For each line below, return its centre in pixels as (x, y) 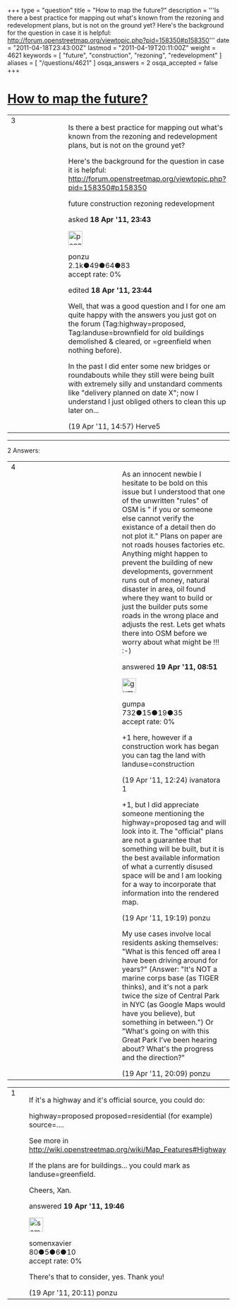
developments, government (168, 571)
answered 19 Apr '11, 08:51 (170, 666)
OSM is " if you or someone (168, 509)
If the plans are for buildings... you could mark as (110, 1165)
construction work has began (171, 746)
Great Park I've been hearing (170, 1040)
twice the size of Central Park (171, 995)
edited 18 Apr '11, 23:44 (110, 290)
